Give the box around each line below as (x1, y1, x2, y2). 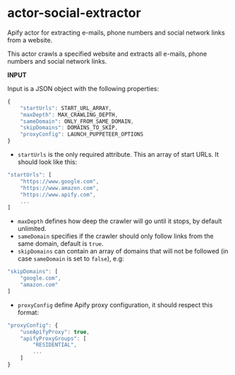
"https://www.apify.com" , (20, 191, 97, 198)
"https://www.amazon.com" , (20, 184, 100, 191)
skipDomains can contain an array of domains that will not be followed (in (17, 247, 229, 256)
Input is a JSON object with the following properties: (7, 84, 159, 93)
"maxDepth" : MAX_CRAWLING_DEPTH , (20, 111, 119, 118)
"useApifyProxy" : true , (20, 328, 90, 335)
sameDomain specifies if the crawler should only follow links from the (17, 232, 214, 241)
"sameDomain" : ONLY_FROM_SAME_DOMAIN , (20, 118, 134, 125)
